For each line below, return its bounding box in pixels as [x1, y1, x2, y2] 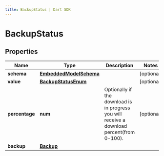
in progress [104, 104, 130, 111]
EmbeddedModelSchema [40, 70, 100, 77]
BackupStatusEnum [40, 78, 87, 85]
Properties [5, 47, 38, 56]
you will [104, 110, 122, 117]
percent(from [104, 129, 135, 136]
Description [105, 62, 134, 69]
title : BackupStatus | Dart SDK [5, 7, 71, 12]
